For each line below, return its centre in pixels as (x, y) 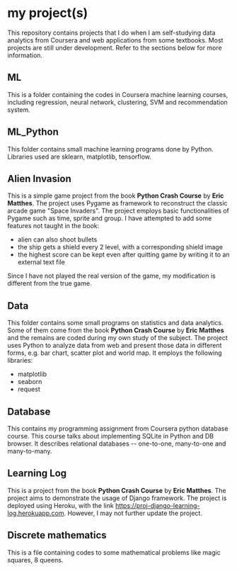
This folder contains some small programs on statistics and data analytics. (115, 323)
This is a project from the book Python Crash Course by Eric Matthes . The (117, 490)
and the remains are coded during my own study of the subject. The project (117, 338)
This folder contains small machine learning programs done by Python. (110, 149)
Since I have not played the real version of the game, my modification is (111, 276)
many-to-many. (30, 451)
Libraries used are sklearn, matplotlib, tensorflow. (80, 157)
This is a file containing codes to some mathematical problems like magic (114, 552)
